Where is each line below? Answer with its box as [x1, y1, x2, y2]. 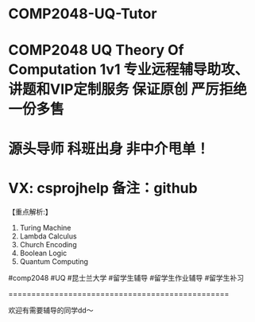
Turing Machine [19, 223, 71, 232]
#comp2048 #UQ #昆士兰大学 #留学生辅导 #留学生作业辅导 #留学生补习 [8, 273, 245, 282]
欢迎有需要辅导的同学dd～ [8, 305, 94, 315]
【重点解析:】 [8, 207, 53, 216]
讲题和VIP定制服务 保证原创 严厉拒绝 [8, 80, 248, 99]
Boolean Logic [19, 248, 68, 258]
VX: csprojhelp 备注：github [8, 179, 198, 197]
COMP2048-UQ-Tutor [8, 5, 157, 23]
